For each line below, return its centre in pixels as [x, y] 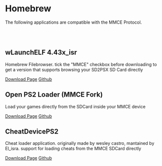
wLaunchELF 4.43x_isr [41, 52]
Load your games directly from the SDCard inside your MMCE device [75, 106]
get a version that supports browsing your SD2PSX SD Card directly [74, 69]
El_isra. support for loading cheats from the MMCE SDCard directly [73, 149]
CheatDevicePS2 [32, 131]
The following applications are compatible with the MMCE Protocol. [74, 22]
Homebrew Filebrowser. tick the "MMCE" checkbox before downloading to [81, 64]
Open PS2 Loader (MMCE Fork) [54, 95]
